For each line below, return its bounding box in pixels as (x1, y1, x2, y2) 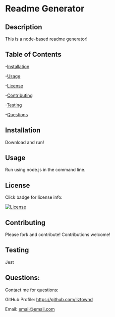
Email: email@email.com (5, 306, 55, 312)
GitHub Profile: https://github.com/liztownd (5, 296, 93, 302)
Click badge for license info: (5, 194, 63, 200)
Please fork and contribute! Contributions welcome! (5, 232, 111, 238)
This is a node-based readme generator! (5, 36, 88, 42)
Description (5, 23, 42, 31)
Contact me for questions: (5, 287, 58, 293)
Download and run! (5, 139, 44, 145)
